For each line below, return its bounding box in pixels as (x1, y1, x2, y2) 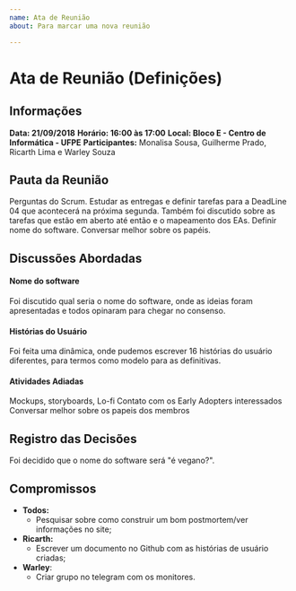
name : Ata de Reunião (9, 13, 91, 22)
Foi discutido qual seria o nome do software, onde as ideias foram (9, 295, 253, 306)
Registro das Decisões (9, 431, 137, 447)
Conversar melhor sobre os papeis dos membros (9, 405, 190, 416)
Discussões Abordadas (9, 250, 143, 265)
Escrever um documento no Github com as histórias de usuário (35, 543, 269, 553)
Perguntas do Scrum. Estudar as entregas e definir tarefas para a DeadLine (9, 196, 287, 207)
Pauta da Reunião (9, 172, 109, 187)
